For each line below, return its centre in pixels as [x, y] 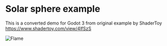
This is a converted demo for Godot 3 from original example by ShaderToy [84, 23]
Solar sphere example [53, 9]
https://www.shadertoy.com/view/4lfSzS [48, 28]
